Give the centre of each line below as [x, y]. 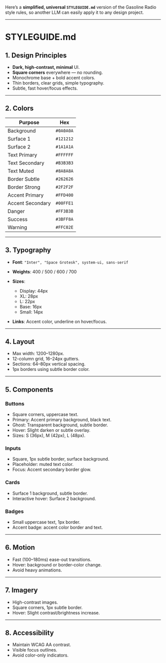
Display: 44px [34, 291]
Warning [17, 227]
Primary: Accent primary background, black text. [62, 420]
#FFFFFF [64, 155]
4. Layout [20, 342]
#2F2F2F [64, 187]
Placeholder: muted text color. [43, 464]
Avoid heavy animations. [37, 570]
